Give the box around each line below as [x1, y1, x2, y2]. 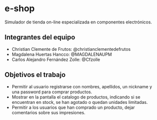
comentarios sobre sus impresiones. [11, 109, 85, 115]
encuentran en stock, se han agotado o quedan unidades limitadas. [11, 99, 148, 105]
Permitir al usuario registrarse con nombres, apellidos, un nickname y [11, 83, 153, 89]
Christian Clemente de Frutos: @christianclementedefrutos [11, 46, 131, 52]
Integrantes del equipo [4, 33, 76, 41]
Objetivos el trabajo [4, 71, 66, 79]
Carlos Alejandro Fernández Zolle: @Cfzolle [11, 57, 101, 62]
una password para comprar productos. [11, 89, 92, 95]
